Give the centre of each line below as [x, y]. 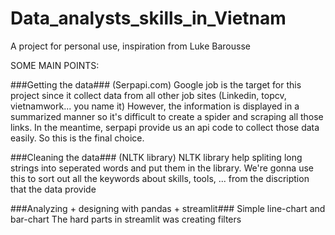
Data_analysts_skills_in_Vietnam [148, 18]
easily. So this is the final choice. [77, 138]
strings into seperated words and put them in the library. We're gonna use [162, 168]
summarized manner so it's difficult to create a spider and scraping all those [167, 116]
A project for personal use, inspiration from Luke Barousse [130, 46]
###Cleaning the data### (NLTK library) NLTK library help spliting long [156, 157]
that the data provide [53, 189]
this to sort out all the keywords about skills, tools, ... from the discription [160, 178]
